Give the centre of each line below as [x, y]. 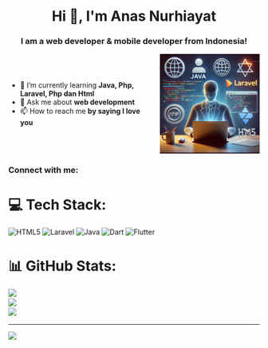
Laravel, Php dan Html [57, 94]
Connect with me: [43, 170]
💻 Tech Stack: [57, 204]
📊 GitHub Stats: [63, 266]
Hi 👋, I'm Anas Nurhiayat [134, 16]
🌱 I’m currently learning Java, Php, [77, 85]
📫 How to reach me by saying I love [80, 111]
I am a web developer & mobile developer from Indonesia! [134, 41]
